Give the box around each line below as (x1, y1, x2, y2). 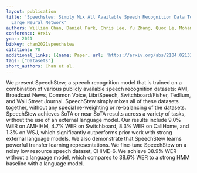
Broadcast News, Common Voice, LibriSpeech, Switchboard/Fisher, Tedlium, (6, 91, 191, 99)
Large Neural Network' (11, 19, 67, 25)
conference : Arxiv (6, 30, 51, 36)
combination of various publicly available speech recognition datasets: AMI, (6, 86, 189, 93)
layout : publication (6, 8, 57, 15)
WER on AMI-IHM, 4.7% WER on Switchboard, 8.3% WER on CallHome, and (6, 123, 189, 130)
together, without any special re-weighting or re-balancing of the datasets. (6, 104, 186, 111)
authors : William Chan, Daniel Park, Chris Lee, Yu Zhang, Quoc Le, (6, 25, 177, 31)
